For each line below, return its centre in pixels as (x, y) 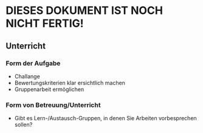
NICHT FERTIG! (45, 23)
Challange (27, 76)
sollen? (23, 124)
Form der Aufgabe (33, 63)
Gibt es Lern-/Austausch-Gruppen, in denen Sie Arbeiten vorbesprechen (105, 118)
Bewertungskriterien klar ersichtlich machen (70, 83)
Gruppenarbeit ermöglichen (49, 89)
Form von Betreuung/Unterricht (53, 105)
